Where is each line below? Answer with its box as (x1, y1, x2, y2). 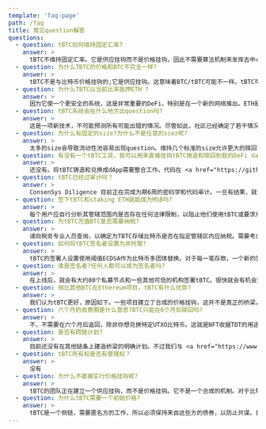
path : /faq (8, 19, 44, 27)
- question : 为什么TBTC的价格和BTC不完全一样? (15, 63, 158, 71)
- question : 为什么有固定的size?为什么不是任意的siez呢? (15, 129, 188, 137)
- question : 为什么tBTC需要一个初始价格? (15, 394, 141, 402)
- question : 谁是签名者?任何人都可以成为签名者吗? (15, 262, 165, 270)
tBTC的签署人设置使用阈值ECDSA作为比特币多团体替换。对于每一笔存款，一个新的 (28, 254, 256, 262)
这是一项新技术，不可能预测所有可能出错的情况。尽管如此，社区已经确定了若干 (28, 122, 248, 130)
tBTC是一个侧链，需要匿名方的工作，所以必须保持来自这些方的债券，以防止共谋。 (28, 409, 256, 417)
